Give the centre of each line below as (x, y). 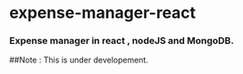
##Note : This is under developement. (79, 60)
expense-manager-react (103, 13)
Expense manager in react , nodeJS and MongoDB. (121, 41)
